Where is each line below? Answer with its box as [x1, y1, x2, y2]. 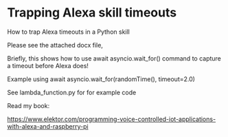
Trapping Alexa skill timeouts [7, 5, 177, 21]
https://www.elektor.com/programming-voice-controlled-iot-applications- [7, 115, 216, 123]
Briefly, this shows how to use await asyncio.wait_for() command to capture [7, 54, 222, 63]
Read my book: [7, 101, 50, 109]
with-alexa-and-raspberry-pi [7, 122, 89, 130]
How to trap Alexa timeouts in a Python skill [7, 28, 130, 36]
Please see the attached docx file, [7, 41, 103, 49]
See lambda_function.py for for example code [7, 88, 137, 96]
